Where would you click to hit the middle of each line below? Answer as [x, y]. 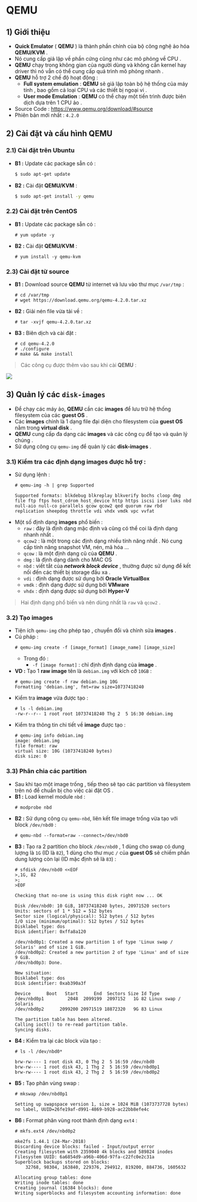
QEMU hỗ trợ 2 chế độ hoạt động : [56, 78]
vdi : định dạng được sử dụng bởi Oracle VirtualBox [86, 579]
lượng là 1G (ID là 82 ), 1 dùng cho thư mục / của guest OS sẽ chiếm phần [102, 852]
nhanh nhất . [39, 535]
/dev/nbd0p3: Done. [39, 963]
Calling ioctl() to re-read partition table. [71, 1024]
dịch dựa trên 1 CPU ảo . [53, 103]
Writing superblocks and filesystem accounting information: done [98, 1193]
